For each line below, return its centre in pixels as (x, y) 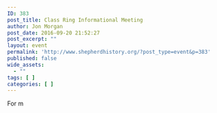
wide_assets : (26, 65)
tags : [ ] (21, 78)
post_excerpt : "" (32, 39)
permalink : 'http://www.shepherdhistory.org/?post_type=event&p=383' (109, 52)
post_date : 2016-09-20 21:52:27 (53, 33)
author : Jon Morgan (35, 26)
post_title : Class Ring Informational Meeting (75, 20)
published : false (32, 59)
